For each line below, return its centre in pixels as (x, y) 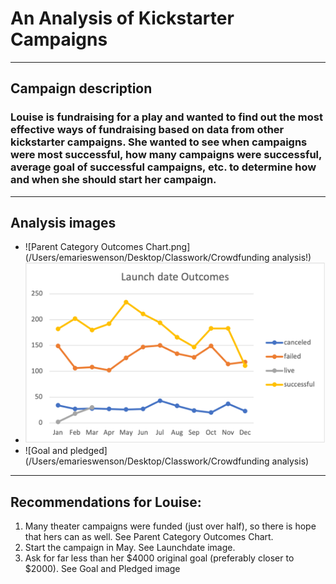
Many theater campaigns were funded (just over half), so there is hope (170, 526)
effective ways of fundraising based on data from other (147, 130)
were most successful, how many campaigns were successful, (166, 155)
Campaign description (81, 88)
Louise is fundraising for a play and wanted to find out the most (166, 117)
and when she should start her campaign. (113, 180)
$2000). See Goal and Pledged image (102, 569)
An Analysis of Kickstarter (122, 18)
